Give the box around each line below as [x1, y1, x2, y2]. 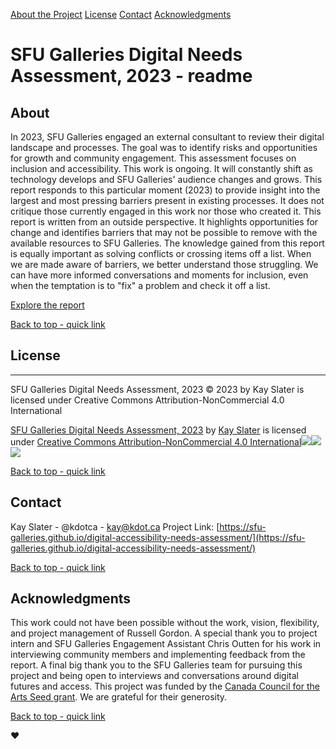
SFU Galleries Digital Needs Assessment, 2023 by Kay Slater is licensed [10, 424, 307, 436]
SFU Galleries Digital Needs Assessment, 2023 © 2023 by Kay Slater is [10, 383, 305, 395]
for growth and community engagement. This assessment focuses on [10, 152, 297, 164]
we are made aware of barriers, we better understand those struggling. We [10, 259, 319, 270]
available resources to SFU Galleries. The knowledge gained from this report [10, 237, 325, 249]
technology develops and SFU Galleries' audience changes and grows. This [10, 174, 323, 185]
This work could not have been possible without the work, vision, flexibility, [10, 617, 320, 629]
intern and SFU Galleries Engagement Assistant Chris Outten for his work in [10, 638, 322, 650]
